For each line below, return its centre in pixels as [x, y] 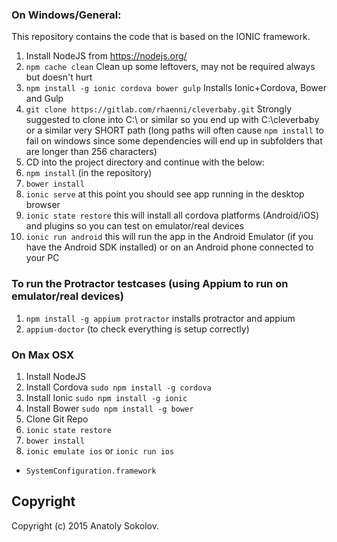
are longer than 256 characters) [91, 152]
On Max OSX [42, 355]
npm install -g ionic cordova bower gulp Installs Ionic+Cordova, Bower [176, 88]
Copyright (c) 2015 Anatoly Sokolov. [85, 525]
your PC [42, 258]
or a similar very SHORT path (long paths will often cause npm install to [174, 130]
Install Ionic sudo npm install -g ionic [106, 397]
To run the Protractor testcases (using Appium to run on [150, 284]
